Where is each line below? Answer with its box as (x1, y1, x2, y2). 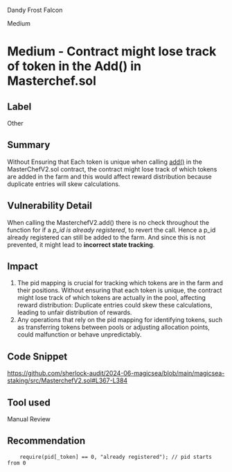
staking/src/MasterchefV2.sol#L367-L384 (7, 376, 128, 385)
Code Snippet (7, 351, 68, 362)
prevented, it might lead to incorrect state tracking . (7, 240, 155, 248)
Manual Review (7, 415, 51, 423)
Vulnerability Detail (7, 200, 92, 212)
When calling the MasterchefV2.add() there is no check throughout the (7, 218, 210, 226)
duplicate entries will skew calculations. (7, 180, 121, 188)
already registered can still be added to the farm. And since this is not (7, 233, 206, 242)
